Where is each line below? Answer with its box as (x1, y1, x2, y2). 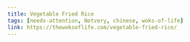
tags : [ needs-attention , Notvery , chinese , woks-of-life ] (7, 17, 184, 24)
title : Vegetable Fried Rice (7, 10, 94, 18)
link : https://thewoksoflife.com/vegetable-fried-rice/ (7, 23, 177, 31)
